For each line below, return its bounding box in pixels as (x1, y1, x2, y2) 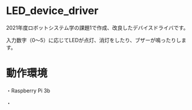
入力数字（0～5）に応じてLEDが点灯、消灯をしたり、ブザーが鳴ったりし (6, 36, 182, 43)
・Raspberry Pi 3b (6, 87, 50, 94)
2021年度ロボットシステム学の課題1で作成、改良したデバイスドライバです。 (6, 24, 189, 31)
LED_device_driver (6, 4, 99, 18)
